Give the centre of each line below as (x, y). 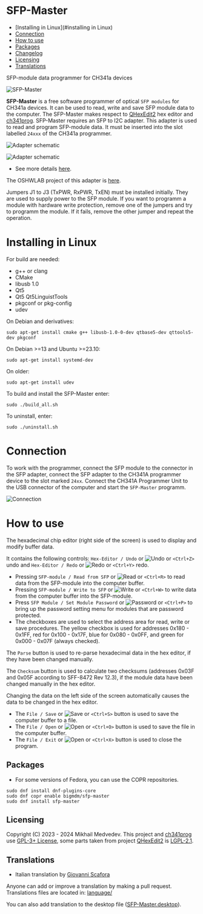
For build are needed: (33, 259)
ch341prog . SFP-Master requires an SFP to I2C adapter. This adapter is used (101, 120)
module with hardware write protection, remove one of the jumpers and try (99, 205)
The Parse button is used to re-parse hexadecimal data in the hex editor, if (98, 653)
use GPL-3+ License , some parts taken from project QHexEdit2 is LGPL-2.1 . (100, 841)
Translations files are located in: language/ (59, 893)
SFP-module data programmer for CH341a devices (69, 78)
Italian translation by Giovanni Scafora (62, 875)
